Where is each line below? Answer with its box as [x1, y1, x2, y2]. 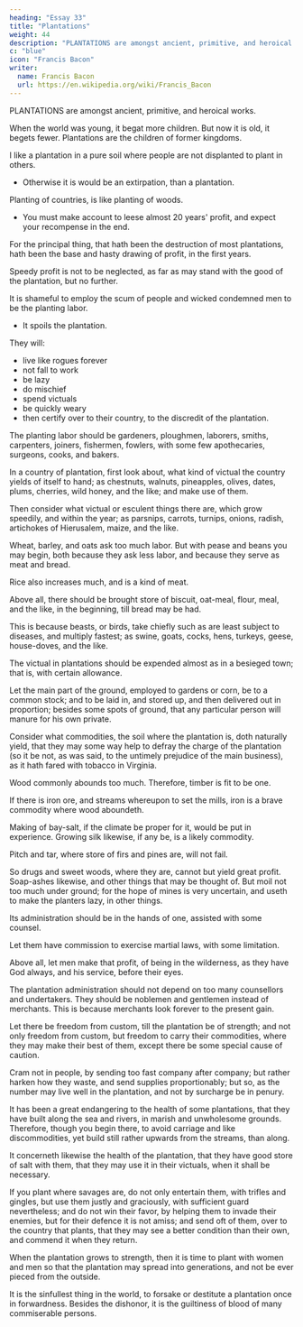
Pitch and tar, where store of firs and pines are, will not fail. [9, 849, 228, 860]
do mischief [22, 383, 67, 394]
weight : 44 [9, 30, 50, 39]
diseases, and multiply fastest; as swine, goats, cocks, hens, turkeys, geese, [9, 631, 294, 641]
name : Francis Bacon [17, 72, 95, 81]
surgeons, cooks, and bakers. [9, 448, 120, 460]
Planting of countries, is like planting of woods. [9, 194, 183, 205]
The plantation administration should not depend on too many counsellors [9, 984, 284, 995]
